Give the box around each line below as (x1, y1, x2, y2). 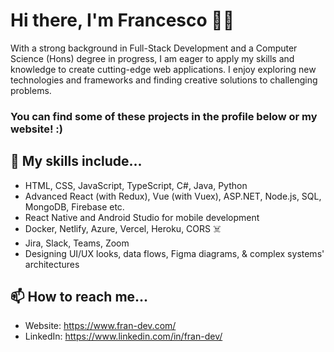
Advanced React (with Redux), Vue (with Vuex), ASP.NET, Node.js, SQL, (24, 190, 322, 202)
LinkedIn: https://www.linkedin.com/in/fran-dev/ (24, 330, 223, 343)
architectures (24, 258, 80, 270)
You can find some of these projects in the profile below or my (10, 109, 318, 123)
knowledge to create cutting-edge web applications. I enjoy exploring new (10, 63, 317, 75)
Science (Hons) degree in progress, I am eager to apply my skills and (10, 52, 295, 64)
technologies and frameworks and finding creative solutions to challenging (10, 74, 318, 86)
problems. (10, 84, 52, 96)
